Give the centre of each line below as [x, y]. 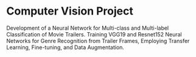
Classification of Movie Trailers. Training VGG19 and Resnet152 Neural [94, 34]
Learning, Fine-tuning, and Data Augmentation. [65, 47]
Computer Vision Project [70, 11]
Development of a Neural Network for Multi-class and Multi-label [88, 28]
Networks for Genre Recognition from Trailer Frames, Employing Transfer [98, 41]
